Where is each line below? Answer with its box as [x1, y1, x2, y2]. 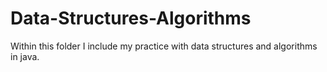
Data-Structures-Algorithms [10, 7, 252, 30]
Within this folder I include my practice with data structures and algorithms [10, 40, 318, 52]
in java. [10, 50, 40, 62]
